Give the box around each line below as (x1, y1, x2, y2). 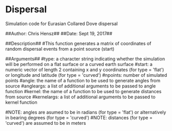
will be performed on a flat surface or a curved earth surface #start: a (5, 61, 153, 67)
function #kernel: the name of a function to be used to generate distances (5, 88, 162, 94)
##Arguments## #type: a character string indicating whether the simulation (5, 55, 165, 62)
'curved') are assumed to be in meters (5, 120, 86, 126)
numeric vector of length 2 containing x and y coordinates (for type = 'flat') (5, 67, 164, 73)
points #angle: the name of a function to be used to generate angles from (5, 77, 161, 83)
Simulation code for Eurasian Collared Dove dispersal (5, 20, 118, 27)
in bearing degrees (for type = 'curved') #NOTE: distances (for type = (5, 114, 153, 121)
